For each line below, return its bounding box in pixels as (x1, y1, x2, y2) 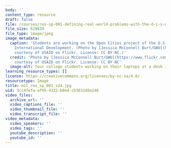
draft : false (5, 17, 33, 22)
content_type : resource (5, 12, 56, 17)
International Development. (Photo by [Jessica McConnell (14, 45, 140, 50)
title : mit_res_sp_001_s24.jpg (5, 83, 72, 88)
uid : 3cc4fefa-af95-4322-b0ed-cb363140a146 (5, 87, 99, 93)
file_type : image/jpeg (5, 31, 53, 36)
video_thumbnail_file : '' (10, 107, 65, 112)
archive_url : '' (10, 97, 44, 102)
